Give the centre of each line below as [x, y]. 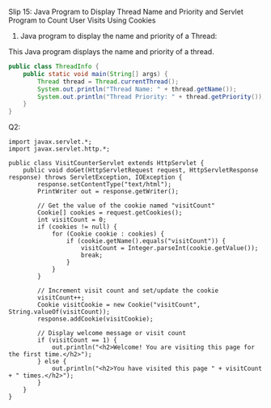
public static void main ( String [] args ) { [95, 74]
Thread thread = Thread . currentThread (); [108, 81]
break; [92, 255]
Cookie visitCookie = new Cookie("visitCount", [119, 305]
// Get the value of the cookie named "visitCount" [127, 206]
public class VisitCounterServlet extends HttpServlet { [106, 164]
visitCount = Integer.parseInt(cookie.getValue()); [169, 249]
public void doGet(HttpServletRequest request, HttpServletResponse [141, 170]
